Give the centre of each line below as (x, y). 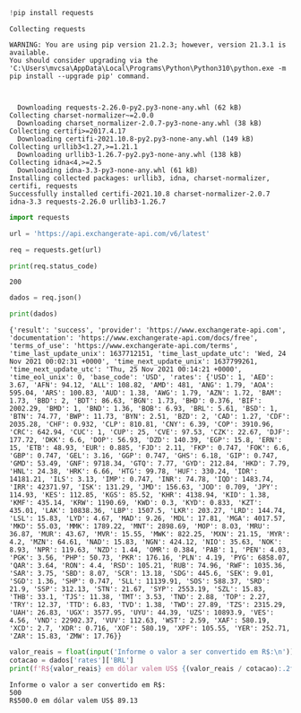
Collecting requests (48, 29)
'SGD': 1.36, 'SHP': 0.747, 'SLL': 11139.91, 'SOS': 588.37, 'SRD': (140, 582)
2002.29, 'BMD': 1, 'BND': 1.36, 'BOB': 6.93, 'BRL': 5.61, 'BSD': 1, (144, 409)
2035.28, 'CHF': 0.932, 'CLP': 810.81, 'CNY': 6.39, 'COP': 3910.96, (142, 425)
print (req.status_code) (54, 266)
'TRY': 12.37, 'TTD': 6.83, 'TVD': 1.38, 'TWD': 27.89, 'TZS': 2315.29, (148, 605)
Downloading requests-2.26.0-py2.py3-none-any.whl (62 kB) (130, 108)
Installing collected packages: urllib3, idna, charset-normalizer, (140, 178)
